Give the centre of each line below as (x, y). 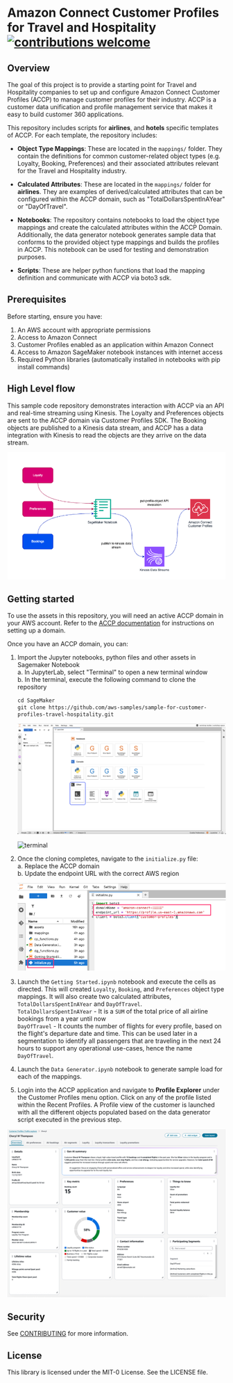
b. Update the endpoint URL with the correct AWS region (98, 873)
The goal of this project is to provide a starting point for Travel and (102, 85)
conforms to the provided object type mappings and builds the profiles (118, 242)
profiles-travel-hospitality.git (66, 714)
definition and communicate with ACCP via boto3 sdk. (94, 278)
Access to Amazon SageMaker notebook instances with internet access (120, 352)
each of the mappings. (49, 1077)
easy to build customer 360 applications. (66, 114)
